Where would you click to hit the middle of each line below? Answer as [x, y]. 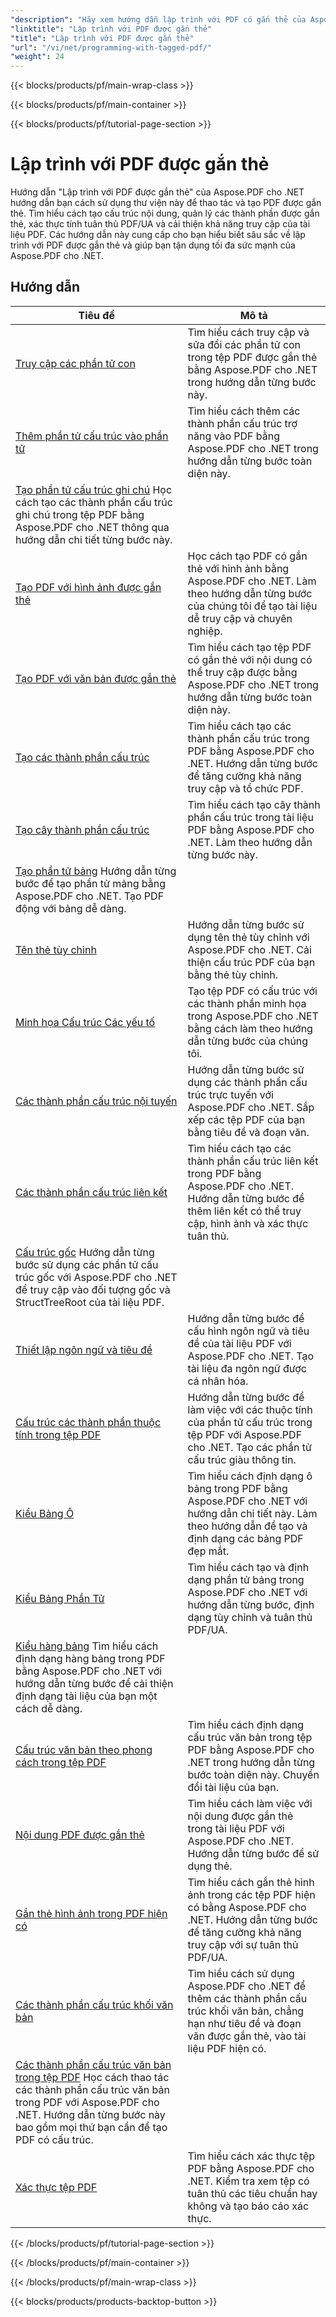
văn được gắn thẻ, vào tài [247, 2036]
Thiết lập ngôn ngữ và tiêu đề [84, 1349]
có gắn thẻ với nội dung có [250, 659]
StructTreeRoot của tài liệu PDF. [90, 1302]
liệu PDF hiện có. [227, 2048]
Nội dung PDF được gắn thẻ [80, 1834]
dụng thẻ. [210, 1866]
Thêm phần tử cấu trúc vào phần [92, 436]
